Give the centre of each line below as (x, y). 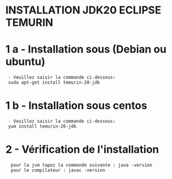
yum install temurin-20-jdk (42, 126)
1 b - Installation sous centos (76, 106)
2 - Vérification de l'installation (82, 149)
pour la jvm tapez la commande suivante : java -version (82, 165)
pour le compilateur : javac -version (58, 170)
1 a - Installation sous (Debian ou (86, 49)
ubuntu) (25, 62)
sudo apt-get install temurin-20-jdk (54, 82)
